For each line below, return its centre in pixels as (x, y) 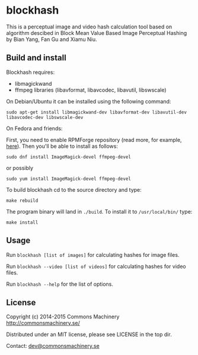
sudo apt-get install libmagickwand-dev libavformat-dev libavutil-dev (96, 112)
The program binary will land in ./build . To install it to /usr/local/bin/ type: (99, 211)
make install (22, 222)
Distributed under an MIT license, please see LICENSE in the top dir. (89, 334)
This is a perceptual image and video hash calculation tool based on (89, 27)
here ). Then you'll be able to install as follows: (62, 146)
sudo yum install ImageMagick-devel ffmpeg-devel (69, 179)
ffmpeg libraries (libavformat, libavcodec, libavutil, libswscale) (91, 90)
